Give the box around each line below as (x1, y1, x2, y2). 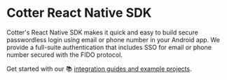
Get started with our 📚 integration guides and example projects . (6, 65, 192, 73)
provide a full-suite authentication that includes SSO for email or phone (6, 43, 212, 51)
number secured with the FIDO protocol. (6, 51, 123, 59)
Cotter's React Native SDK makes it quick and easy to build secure (6, 28, 199, 36)
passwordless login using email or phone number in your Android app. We (6, 35, 220, 44)
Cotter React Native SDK (6, 5, 152, 21)
